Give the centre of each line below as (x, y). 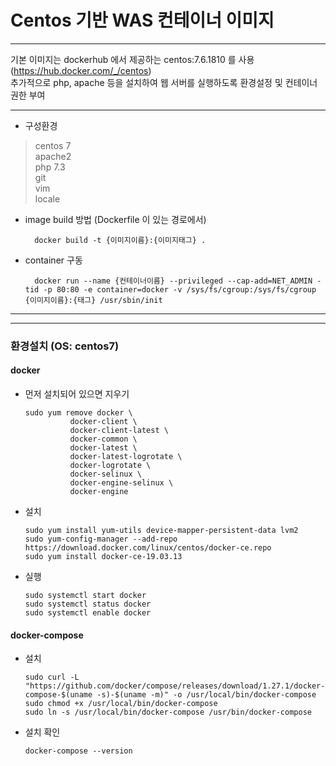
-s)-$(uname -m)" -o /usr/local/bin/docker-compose (206, 695)
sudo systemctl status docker (88, 604)
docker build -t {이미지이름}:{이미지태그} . (120, 240)
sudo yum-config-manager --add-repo (101, 539)
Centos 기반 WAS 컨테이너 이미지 (142, 20)
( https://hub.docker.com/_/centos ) (81, 70)
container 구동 (53, 260)
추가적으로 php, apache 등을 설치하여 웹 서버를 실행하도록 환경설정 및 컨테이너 (164, 82)
